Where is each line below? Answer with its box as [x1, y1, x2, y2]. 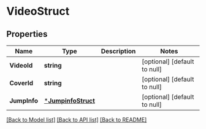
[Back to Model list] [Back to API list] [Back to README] [6, 116, 147, 123]
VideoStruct [6, 4, 70, 18]
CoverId [9, 79, 34, 87]
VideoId [9, 61, 33, 69]
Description [101, 47, 136, 55]
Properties [6, 29, 48, 39]
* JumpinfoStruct [44, 96, 95, 105]
